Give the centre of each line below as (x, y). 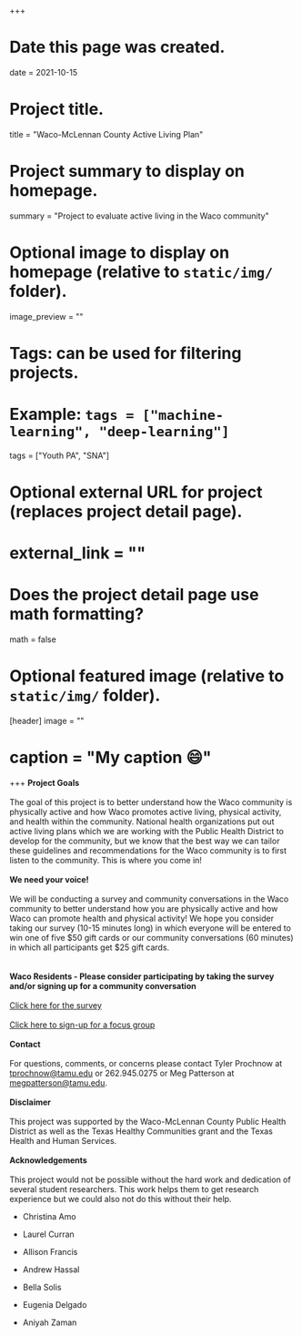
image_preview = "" (46, 316)
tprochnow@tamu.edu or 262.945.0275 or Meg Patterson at (122, 1073)
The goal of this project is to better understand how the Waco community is (151, 802)
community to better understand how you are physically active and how (144, 909)
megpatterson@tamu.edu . (58, 1083)
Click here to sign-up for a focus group (82, 1025)
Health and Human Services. (63, 1141)
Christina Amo (49, 1217)
